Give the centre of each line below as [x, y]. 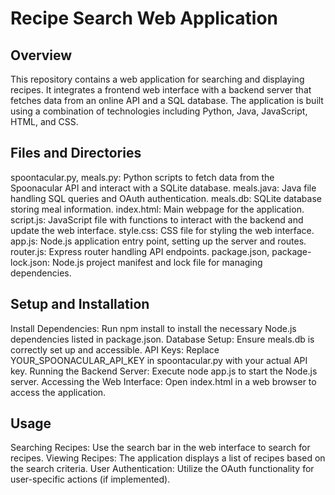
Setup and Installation [80, 304]
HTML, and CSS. [44, 121]
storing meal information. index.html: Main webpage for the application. [157, 209]
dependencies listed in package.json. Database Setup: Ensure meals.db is [162, 339]
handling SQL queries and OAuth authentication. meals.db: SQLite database [166, 198]
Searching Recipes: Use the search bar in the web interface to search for [160, 448]
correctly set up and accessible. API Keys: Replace [115, 349]
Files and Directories [76, 153]
